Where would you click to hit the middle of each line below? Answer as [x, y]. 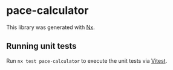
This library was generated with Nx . [51, 27]
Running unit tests [41, 46]
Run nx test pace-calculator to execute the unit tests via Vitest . [87, 60]
